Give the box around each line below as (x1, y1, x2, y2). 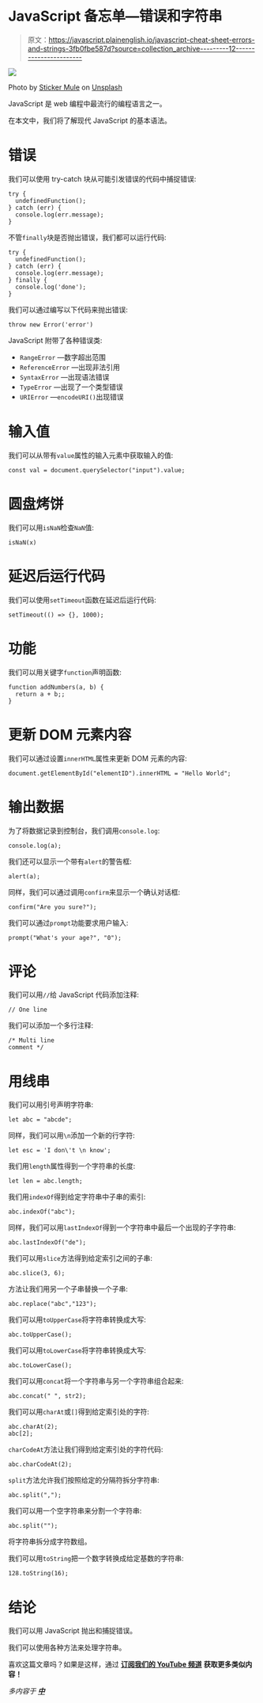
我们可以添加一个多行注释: (8, 1021, 94, 1030)
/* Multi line (8, 1037, 55, 1044)
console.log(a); (8, 842, 62, 850)
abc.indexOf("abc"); (8, 1208, 77, 1216)
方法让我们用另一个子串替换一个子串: (8, 1285, 129, 1294)
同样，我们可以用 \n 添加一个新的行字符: (8, 1131, 136, 1140)
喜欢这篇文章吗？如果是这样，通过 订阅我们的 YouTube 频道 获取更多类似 (8, 1659, 246, 1669)
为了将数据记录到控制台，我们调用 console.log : (8, 826, 160, 835)
